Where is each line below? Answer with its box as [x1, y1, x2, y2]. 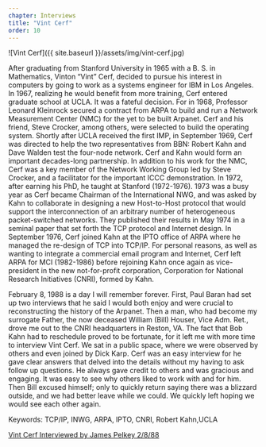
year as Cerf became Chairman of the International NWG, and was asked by [8, 190, 256, 199]
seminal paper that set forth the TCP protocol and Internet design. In [8, 224, 232, 233]
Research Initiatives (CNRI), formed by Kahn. [8, 275, 155, 284]
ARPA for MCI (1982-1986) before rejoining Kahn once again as [8, 257, 214, 267]
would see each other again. [8, 399, 102, 409]
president [8, 266, 40, 276]
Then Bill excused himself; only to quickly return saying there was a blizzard [8, 383, 257, 392]
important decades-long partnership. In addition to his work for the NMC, [8, 156, 248, 166]
